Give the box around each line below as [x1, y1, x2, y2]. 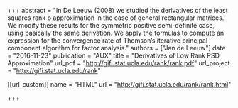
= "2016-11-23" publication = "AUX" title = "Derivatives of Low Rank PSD [7, 51, 220, 60]
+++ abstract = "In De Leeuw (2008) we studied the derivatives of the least [7, 6, 228, 14]
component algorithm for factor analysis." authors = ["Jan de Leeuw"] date [7, 44, 226, 52]
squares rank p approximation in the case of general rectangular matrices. [7, 13, 225, 22]
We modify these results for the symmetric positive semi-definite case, [7, 21, 215, 29]
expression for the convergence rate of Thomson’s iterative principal [7, 36, 208, 45]
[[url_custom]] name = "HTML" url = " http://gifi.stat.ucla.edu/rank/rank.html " [7, 80, 232, 88]
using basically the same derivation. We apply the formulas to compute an [7, 28, 225, 37]
